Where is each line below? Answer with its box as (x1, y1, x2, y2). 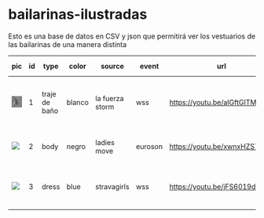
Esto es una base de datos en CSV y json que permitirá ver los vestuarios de (8, 31, 256, 41)
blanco (66, 98, 89, 107)
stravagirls (95, 182, 130, 191)
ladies (95, 137, 115, 147)
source (101, 61, 124, 71)
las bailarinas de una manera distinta (8, 39, 127, 49)
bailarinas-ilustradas (8, 5, 148, 24)
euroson (136, 142, 163, 151)
